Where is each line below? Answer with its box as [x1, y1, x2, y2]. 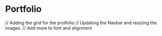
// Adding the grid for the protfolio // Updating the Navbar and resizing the [5, 20, 157, 26]
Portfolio [5, 3, 42, 15]
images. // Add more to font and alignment [5, 25, 92, 31]
